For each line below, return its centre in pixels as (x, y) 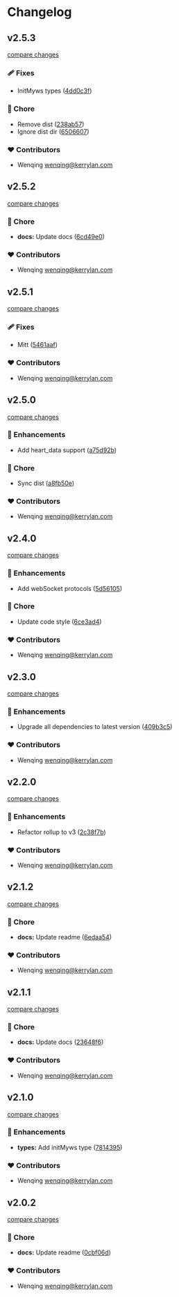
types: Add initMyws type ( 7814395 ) (70, 1147)
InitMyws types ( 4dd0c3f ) (54, 91)
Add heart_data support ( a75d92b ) (67, 450)
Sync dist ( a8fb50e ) (46, 483)
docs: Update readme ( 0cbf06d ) (64, 1252)
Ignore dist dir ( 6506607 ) (53, 131)
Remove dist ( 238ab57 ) (51, 124)
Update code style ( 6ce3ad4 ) (59, 622)
